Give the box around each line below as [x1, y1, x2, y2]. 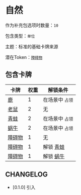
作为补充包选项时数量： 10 [5, 22, 59, 28]
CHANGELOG [5, 170, 48, 179]
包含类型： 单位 [5, 33, 35, 39]
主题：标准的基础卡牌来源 [5, 43, 58, 49]
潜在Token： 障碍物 [5, 54, 43, 60]
